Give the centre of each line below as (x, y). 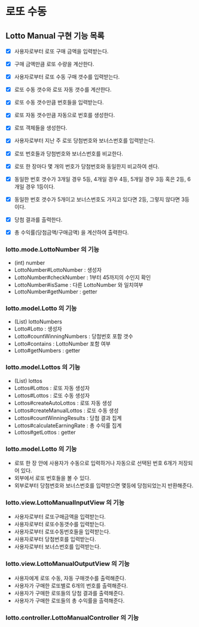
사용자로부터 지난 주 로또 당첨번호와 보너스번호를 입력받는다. (85, 140)
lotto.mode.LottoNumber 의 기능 (53, 249)
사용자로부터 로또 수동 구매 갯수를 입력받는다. (67, 77)
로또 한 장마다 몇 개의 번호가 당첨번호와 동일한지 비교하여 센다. (87, 166)
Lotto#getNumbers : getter (47, 350)
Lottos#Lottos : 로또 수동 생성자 (52, 395)
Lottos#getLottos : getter (45, 432)
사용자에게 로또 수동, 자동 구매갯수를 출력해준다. (70, 578)
